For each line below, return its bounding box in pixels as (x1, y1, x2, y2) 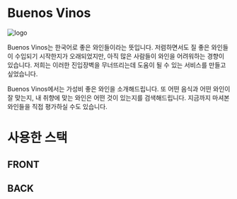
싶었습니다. (7, 69, 38, 78)
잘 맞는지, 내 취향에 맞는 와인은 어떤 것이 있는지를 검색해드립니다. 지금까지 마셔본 (7, 93, 230, 102)
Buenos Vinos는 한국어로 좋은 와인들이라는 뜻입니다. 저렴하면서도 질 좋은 (7, 42, 210, 51)
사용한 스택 (7, 130, 68, 146)
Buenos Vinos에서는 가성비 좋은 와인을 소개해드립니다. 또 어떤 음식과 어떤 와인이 (7, 84, 231, 93)
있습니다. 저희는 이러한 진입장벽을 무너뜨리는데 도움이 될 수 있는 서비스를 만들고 (7, 60, 226, 69)
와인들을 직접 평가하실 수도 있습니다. (7, 102, 108, 110)
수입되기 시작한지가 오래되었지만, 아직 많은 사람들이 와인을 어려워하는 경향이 (14, 52, 225, 60)
